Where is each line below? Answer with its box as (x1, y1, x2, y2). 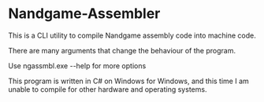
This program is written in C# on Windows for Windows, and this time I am (8, 76, 250, 86)
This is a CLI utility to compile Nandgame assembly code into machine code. (8, 31, 256, 40)
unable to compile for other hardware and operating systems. (8, 84, 207, 94)
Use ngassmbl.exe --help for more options (8, 60, 147, 71)
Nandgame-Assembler (8, 5, 161, 23)
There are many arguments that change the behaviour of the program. (8, 46, 236, 55)
